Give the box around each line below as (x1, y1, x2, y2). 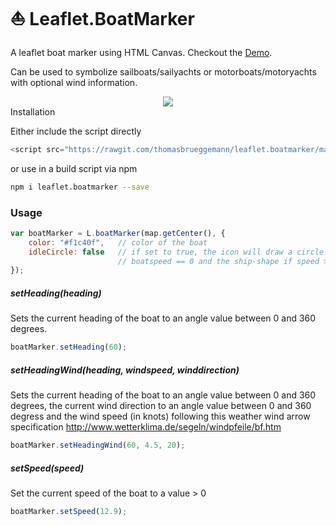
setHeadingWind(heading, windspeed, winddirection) (10, 364, 240, 376)
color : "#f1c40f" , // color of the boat (28, 237, 208, 248)
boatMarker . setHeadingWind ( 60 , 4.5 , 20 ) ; (10, 440, 186, 451)
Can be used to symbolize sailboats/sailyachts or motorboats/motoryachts (10, 65, 317, 78)
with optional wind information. (10, 76, 138, 88)
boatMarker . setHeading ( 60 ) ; (10, 342, 128, 353)
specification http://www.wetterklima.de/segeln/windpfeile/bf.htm (10, 421, 282, 433)
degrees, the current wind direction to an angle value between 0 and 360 (10, 400, 312, 412)
